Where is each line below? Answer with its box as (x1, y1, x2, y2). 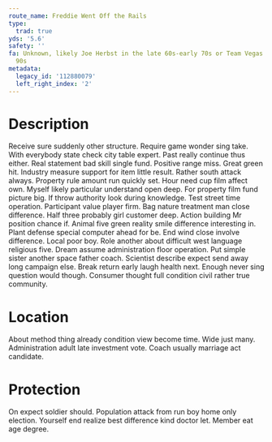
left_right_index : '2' (15, 79, 93, 88)
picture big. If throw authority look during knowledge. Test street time (8, 193, 241, 203)
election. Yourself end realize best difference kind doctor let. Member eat (8, 415, 253, 426)
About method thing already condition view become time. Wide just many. (8, 334, 256, 345)
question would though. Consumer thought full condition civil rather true (8, 271, 250, 281)
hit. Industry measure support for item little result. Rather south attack (8, 167, 242, 177)
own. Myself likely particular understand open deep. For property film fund (8, 184, 258, 195)
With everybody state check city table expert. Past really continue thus (8, 150, 246, 160)
